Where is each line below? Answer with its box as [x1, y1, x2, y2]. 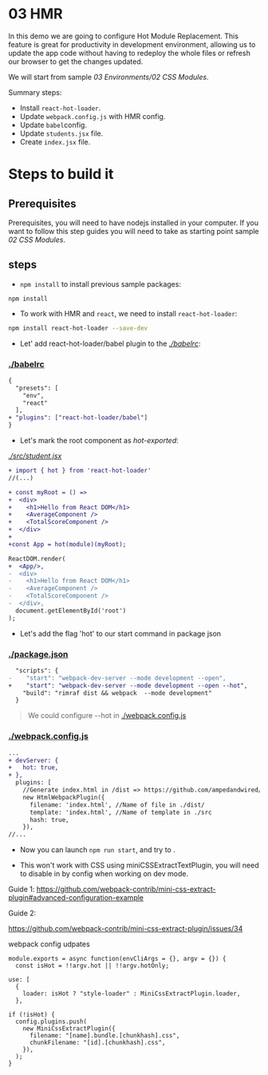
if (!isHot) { [8, 1011, 56, 1019]
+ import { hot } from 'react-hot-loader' [8, 466, 152, 475]
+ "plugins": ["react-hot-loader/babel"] [8, 414, 148, 422]
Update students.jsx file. [19, 129, 104, 138]
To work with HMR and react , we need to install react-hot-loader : [19, 308, 238, 318]
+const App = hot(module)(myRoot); [8, 540, 127, 548]
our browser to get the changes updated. [8, 57, 144, 66]
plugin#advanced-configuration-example [8, 893, 144, 902]
